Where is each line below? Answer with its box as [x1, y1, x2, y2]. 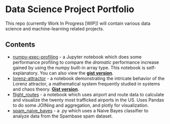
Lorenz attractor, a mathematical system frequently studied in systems [12, 80, 160, 87]
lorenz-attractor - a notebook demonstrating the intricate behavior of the [12, 75, 165, 81]
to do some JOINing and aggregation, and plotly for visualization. [12, 102, 149, 108]
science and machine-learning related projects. [5, 25, 105, 31]
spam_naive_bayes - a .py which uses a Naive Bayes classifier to [12, 107, 149, 113]
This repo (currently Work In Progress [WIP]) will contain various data [5, 20, 151, 26]
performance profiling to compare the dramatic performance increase [12, 59, 159, 65]
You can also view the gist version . [40, 70, 114, 76]
